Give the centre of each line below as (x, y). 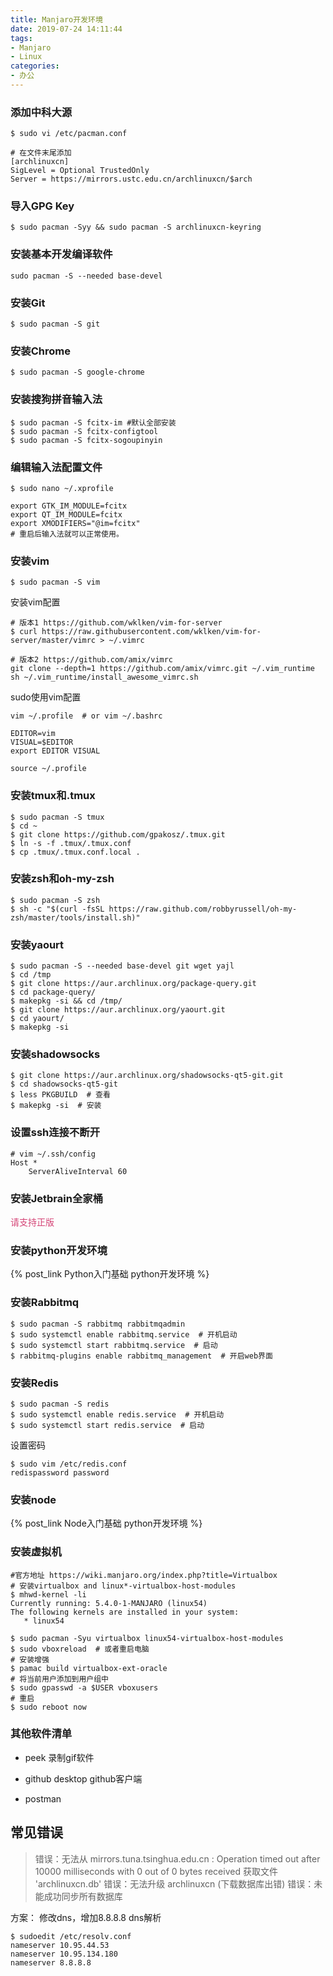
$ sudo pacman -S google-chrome (77, 372)
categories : (35, 66)
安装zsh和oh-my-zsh (62, 879)
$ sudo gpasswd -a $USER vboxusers (84, 1687)
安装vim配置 (35, 602)
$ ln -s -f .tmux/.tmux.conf (71, 843)
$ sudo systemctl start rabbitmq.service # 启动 (114, 1345)
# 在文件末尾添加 (41, 153)
